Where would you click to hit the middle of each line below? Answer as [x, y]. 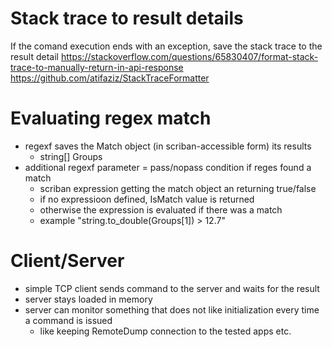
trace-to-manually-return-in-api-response [97, 67]
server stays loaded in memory [88, 299]
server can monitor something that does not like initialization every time [172, 309]
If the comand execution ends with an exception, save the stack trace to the [166, 46]
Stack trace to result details [127, 18]
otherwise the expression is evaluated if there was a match [161, 209]
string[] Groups [71, 156]
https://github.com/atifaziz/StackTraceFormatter [110, 78]
